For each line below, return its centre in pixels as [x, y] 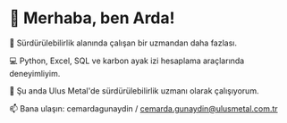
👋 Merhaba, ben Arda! [92, 18]
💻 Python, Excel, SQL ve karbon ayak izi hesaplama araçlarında [127, 61]
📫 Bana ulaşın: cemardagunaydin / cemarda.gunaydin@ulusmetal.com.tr [144, 108]
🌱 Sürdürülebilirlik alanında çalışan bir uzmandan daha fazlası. [123, 43]
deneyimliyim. [35, 73]
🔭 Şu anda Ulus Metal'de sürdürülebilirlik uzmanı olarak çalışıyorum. [134, 90]
